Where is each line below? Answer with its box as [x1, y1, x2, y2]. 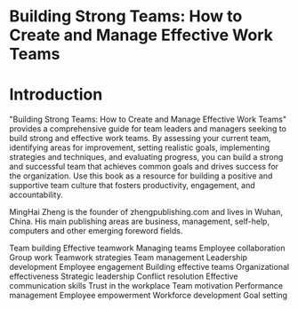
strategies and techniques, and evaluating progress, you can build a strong [9, 152, 284, 162]
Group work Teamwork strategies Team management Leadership [9, 252, 247, 263]
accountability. [9, 189, 64, 201]
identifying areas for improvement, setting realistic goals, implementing [9, 142, 270, 153]
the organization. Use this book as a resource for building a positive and [9, 170, 273, 181]
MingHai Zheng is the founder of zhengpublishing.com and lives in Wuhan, [9, 207, 283, 218]
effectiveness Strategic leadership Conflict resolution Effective [9, 271, 238, 281]
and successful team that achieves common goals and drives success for [9, 162, 278, 172]
